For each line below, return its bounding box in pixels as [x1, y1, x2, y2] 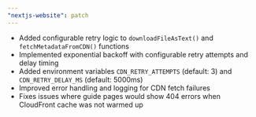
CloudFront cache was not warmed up [18, 100, 143, 109]
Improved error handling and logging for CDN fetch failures [18, 83, 210, 93]
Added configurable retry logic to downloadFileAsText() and [18, 33, 213, 42]
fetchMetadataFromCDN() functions [18, 41, 129, 51]
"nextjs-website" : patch [7, 11, 89, 20]
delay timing [18, 58, 59, 68]
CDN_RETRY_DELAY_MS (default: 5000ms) [18, 75, 143, 84]
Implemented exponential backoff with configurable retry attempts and [18, 49, 249, 59]
